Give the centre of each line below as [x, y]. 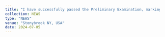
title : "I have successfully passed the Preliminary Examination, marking [83, 9]
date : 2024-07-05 [23, 27]
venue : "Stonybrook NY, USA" [35, 23]
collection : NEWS [23, 14]
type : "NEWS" [18, 18]
